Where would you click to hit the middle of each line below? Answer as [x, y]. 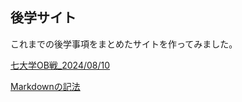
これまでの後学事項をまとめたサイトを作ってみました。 [124, 44]
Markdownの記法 [45, 86]
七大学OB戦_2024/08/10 [60, 65]
